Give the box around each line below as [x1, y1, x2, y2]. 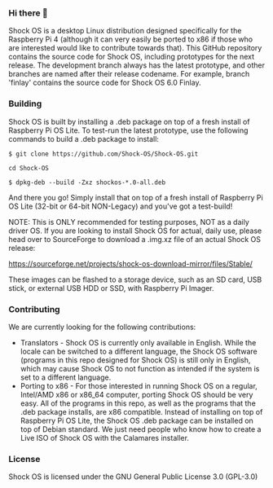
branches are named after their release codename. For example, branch [8, 69, 250, 79]
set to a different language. [20, 372, 112, 382]
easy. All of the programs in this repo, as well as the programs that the [20, 398, 257, 408]
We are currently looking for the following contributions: [8, 322, 196, 332]
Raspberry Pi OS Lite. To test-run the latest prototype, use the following [8, 125, 249, 135]
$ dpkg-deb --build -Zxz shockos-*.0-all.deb [8, 178, 165, 187]
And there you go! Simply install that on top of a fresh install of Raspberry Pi [8, 192, 263, 202]
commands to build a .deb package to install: [8, 134, 159, 143]
